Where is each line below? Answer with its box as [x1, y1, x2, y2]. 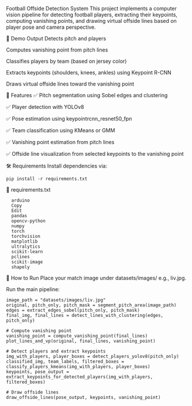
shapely [11, 264, 30, 270]
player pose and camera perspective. [6, 23, 97, 30]
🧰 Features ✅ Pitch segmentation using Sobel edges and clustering [6, 92, 168, 98]
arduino [11, 197, 30, 203]
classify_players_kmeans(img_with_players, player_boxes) [6, 364, 150, 370]
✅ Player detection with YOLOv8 [6, 104, 84, 110]
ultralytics [11, 244, 41, 250]
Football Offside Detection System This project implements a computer [6, 5, 177, 12]
